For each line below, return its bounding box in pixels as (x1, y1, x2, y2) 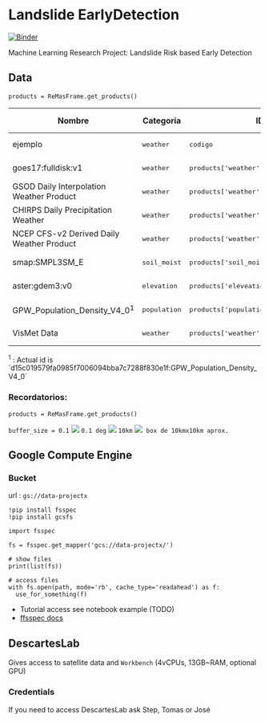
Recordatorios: (8, 392, 68, 403)
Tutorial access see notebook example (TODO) (19, 605, 175, 614)
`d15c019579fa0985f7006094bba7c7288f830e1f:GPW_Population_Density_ (8, 363, 258, 373)
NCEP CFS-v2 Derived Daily (12, 228, 120, 239)
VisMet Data (12, 328, 58, 339)
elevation (142, 281, 178, 290)
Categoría (143, 115, 182, 126)
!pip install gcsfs (8, 513, 74, 521)
